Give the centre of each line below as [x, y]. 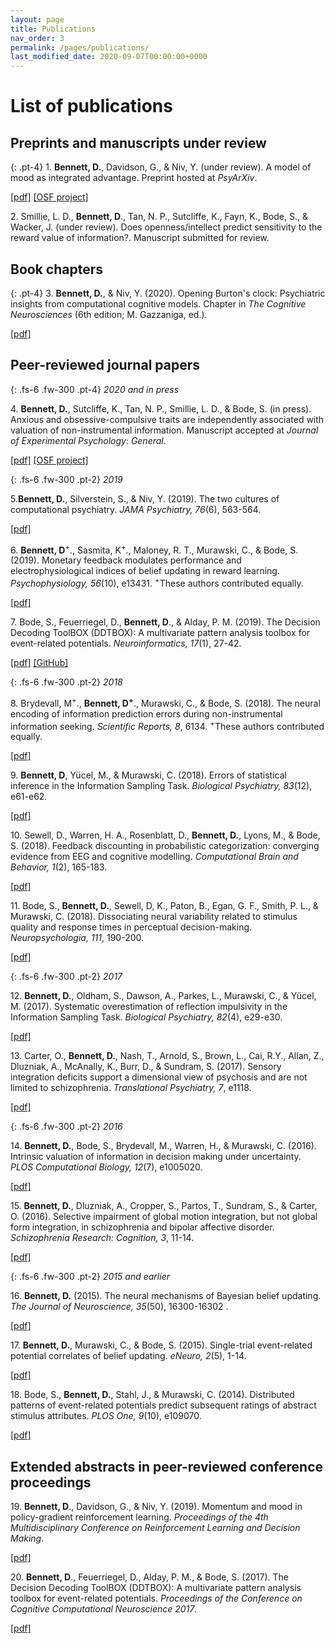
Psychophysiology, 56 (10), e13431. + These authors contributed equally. [157, 583]
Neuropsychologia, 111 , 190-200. [77, 938]
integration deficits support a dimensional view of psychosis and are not [159, 1077]
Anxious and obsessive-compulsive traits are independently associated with [167, 419]
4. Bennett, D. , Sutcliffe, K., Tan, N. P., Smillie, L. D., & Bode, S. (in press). [161, 408]
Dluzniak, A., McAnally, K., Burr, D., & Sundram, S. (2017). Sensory [146, 1067]
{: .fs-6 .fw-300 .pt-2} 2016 [66, 1127]
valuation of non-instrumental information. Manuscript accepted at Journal [164, 430]
